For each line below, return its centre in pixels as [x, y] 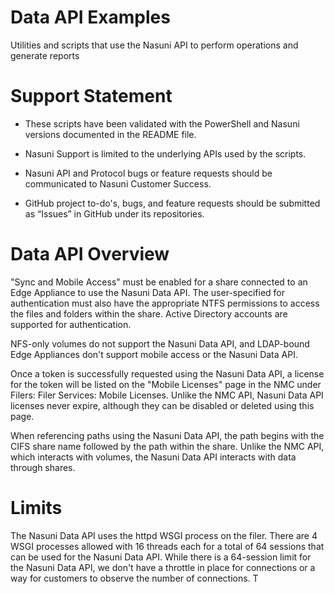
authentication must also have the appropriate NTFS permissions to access [165, 303]
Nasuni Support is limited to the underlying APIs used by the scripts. [165, 153]
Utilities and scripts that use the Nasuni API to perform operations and [154, 45]
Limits [36, 508]
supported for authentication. [71, 324]
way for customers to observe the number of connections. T [134, 578]
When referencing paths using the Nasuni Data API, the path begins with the [167, 435]
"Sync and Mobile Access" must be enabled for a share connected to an [159, 282]
